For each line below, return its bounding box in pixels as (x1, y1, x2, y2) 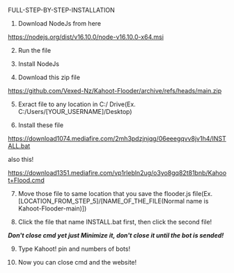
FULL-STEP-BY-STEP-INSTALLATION (8, 6, 116, 14)
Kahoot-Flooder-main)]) (17, 204, 87, 213)
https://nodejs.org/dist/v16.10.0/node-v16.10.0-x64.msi (8, 33, 164, 41)
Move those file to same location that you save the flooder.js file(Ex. (17, 190, 213, 197)
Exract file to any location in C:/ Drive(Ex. (17, 100, 136, 108)
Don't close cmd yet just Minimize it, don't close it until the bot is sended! (8, 231, 224, 239)
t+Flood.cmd (8, 176, 45, 184)
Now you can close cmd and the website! (17, 258, 137, 266)
